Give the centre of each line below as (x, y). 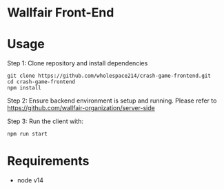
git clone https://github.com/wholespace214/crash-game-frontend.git (109, 76)
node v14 (30, 180)
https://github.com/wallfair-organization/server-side (81, 108)
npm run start (28, 134)
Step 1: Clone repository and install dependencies (78, 63)
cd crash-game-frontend (41, 82)
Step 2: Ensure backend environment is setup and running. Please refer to (112, 101)
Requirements (48, 161)
